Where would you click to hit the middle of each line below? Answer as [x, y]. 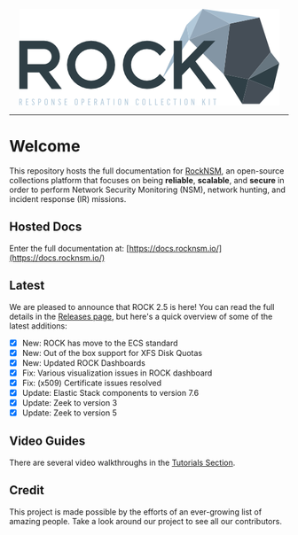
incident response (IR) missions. [68, 198]
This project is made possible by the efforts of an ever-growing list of [136, 512]
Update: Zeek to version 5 [70, 413]
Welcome [45, 147]
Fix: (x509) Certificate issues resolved [92, 383]
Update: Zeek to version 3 [70, 402]
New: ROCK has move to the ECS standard [100, 343]
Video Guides [47, 442]
